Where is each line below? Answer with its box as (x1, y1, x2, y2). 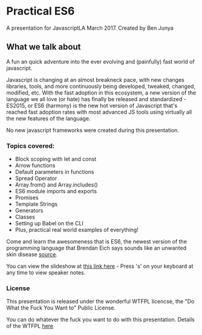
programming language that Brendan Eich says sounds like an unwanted (6, 244, 187, 252)
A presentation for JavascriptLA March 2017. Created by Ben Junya (6, 24, 174, 32)
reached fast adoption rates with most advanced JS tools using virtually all (6, 108, 192, 116)
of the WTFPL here (6, 322, 54, 330)
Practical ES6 (6, 4, 75, 18)
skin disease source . (6, 251, 57, 258)
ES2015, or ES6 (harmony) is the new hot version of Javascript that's (6, 102, 178, 109)
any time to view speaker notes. (6, 269, 86, 276)
